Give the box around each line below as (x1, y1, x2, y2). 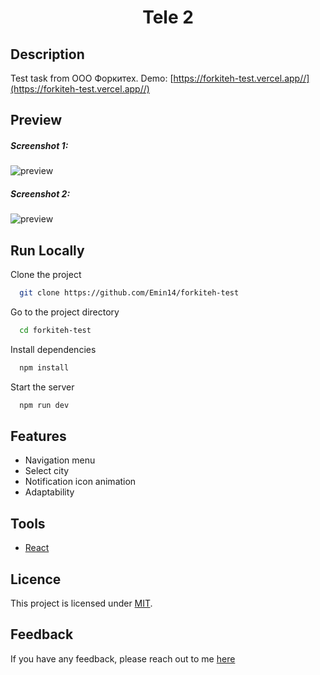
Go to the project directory (10, 306, 120, 318)
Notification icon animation (24, 476, 137, 488)
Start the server (10, 381, 75, 393)
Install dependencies (10, 343, 97, 355)
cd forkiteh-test (19, 326, 92, 336)
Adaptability (24, 486, 75, 498)
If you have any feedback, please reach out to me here (10, 652, 236, 665)
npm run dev (19, 400, 70, 410)
